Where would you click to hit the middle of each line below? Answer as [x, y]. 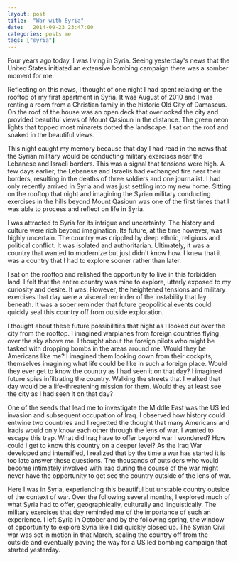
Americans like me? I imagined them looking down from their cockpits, [110, 356]
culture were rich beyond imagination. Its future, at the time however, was [115, 230]
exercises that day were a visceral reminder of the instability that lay [107, 297]
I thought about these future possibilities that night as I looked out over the [117, 326]
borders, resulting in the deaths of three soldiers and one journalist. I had [114, 179]
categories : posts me [39, 34]
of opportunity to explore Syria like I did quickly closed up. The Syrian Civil [117, 528]
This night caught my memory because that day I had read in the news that [117, 149]
